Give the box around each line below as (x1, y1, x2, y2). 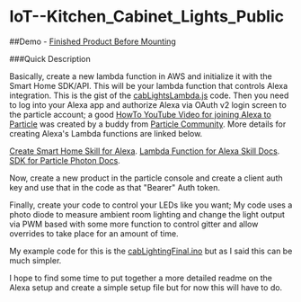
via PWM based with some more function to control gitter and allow (9, 218, 259, 229)
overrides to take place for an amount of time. (9, 227, 179, 239)
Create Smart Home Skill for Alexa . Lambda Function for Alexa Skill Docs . (9, 146, 280, 156)
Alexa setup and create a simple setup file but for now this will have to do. (9, 281, 283, 293)
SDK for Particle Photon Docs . (9, 155, 121, 165)
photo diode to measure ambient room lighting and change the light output (9, 209, 286, 219)
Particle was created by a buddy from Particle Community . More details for (9, 119, 287, 129)
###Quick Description (9, 53, 92, 64)
